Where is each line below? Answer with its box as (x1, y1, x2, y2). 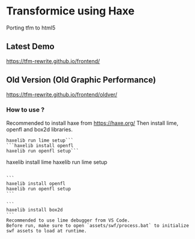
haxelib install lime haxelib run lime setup (6, 158, 108, 166)
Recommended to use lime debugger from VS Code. (6, 217, 130, 223)
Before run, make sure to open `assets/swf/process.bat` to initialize (6, 222, 189, 229)
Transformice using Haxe (6, 4, 135, 18)
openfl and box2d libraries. (6, 126, 73, 133)
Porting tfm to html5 (6, 24, 56, 31)
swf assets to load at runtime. (6, 228, 87, 234)
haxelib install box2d (6, 207, 63, 213)
